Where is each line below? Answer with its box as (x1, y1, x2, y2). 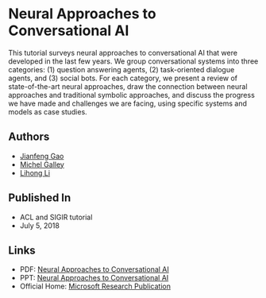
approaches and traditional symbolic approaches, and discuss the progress (8, 90, 256, 99)
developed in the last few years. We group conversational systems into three (8, 56, 259, 66)
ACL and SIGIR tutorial (19, 212, 93, 222)
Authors (8, 130, 50, 144)
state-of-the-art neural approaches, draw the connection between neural (8, 81, 248, 91)
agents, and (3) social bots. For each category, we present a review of (8, 73, 238, 83)
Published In (8, 192, 71, 205)
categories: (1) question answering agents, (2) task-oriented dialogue (8, 64, 235, 74)
